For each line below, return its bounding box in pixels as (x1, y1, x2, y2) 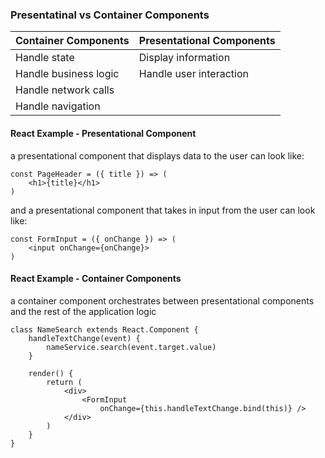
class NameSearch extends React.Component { (10, 324, 199, 335)
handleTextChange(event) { (28, 333, 141, 343)
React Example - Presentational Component (10, 127, 197, 139)
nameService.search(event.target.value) (46, 342, 217, 352)
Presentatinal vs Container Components (10, 8, 210, 22)
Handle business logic (15, 67, 120, 81)
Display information (138, 51, 231, 65)
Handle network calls (15, 83, 115, 97)
